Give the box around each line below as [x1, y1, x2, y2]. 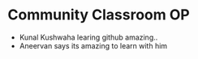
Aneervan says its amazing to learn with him [19, 40, 168, 50]
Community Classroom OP [7, 6, 190, 24]
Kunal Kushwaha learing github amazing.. [19, 32, 158, 42]
